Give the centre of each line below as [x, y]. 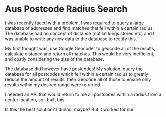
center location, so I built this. [36, 99]
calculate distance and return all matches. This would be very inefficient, [80, 54]
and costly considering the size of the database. [55, 59]
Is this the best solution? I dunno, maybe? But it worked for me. [70, 109]
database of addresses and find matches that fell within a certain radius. [79, 28]
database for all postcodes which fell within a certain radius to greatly [77, 74]
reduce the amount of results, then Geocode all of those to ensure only [78, 79]
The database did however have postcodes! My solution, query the [74, 69]
